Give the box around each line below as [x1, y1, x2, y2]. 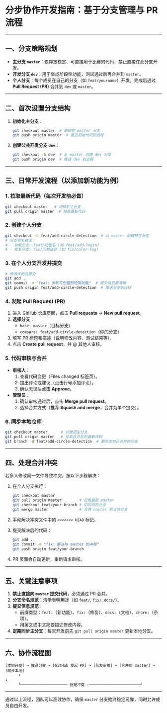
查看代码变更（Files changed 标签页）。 [19, 373, 100, 379]
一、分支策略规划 [5, 44, 58, 53]
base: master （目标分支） [19, 323, 73, 329]
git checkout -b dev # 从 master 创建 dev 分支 [12, 152, 111, 157]
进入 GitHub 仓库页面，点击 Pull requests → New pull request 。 [12, 310, 144, 316]
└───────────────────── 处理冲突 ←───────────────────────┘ [18, 682, 143, 688]
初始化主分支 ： [12, 118, 43, 124]
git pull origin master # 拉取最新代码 [5, 209, 85, 214]
